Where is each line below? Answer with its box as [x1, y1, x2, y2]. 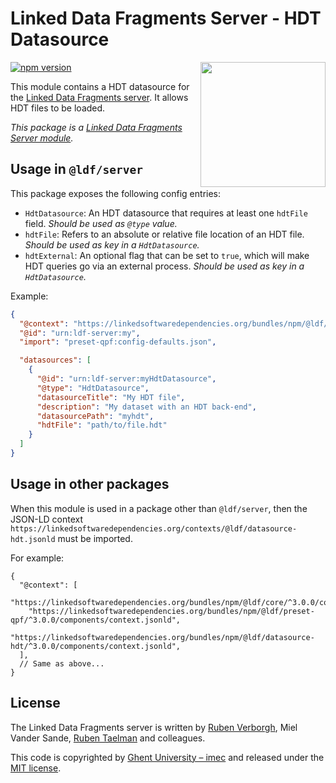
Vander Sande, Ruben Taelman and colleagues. [10, 732, 206, 744]
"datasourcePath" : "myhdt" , [36, 411, 155, 421]
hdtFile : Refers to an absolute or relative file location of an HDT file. [24, 228, 305, 240]
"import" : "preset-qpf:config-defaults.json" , [19, 337, 217, 347]
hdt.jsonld [10, 534, 56, 544]
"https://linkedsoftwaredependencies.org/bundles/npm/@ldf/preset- [28, 606, 315, 616]
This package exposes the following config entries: [10, 187, 222, 199]
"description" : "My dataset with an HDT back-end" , [36, 402, 257, 412]
